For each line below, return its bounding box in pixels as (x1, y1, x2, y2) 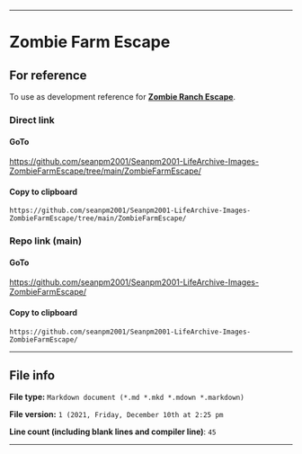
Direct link (9, 113, 56, 126)
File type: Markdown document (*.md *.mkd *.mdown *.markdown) (9, 392, 244, 403)
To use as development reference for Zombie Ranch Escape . (9, 92, 236, 102)
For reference (9, 67, 87, 83)
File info (9, 368, 56, 383)
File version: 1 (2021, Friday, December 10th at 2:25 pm (9, 409, 224, 420)
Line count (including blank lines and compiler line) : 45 (9, 426, 217, 437)
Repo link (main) (9, 235, 83, 247)
